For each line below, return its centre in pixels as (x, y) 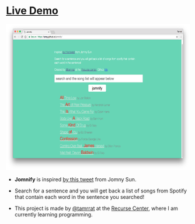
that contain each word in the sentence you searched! (79, 197)
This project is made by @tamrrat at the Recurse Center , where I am (96, 208)
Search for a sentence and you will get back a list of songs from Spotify (100, 191)
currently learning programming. (53, 214)
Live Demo (32, 11)
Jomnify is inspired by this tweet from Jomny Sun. (75, 179)
